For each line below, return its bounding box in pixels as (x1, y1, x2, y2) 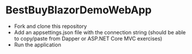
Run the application (14, 41, 61, 48)
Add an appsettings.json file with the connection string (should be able (14, 28, 186, 35)
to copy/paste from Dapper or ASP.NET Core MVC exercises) (14, 35, 163, 42)
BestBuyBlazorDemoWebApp (5, 3, 152, 17)
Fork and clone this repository (14, 23, 87, 30)
